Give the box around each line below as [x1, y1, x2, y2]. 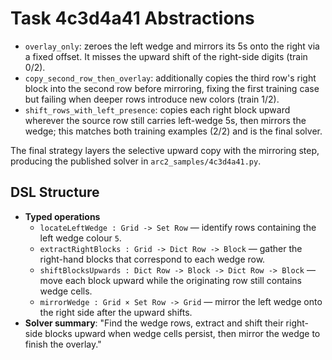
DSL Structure [10, 184, 100, 201]
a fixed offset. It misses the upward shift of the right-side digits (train [24, 50, 308, 62]
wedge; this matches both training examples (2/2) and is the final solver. [24, 125, 323, 137]
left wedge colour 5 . [39, 232, 122, 244]
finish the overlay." [24, 338, 102, 350]
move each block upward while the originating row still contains [39, 274, 303, 286]
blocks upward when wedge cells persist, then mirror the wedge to [44, 327, 321, 339]
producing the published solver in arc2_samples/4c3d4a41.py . [10, 155, 262, 167]
